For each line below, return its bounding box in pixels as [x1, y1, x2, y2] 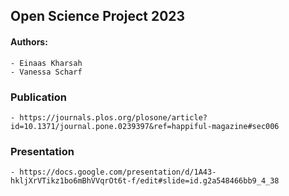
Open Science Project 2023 [10, 8, 186, 25]
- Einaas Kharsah [10, 58, 83, 68]
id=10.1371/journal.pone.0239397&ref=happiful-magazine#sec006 [10, 121, 280, 131]
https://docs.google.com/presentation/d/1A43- [19, 167, 217, 178]
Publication [10, 90, 67, 104]
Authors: [10, 35, 48, 48]
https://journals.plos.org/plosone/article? [19, 112, 208, 123]
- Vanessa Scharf [10, 67, 83, 77]
